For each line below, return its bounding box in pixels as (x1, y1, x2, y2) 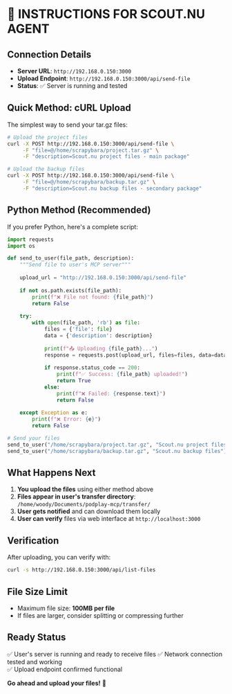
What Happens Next (7, 467, 96, 479)
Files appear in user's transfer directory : (17, 492, 136, 501)
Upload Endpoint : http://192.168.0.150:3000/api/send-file (17, 74, 191, 82)
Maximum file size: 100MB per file (17, 604, 115, 612)
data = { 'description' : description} (43, 332, 153, 339)
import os (7, 242, 36, 249)
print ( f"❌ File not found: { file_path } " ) (32, 294, 154, 301)
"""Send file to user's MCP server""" (19, 261, 131, 269)
